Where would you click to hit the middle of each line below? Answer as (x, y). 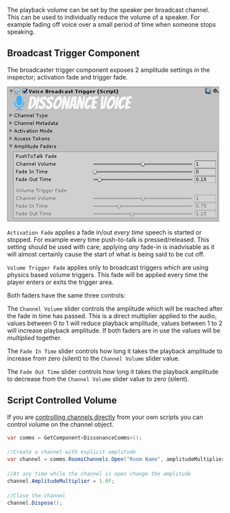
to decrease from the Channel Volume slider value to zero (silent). (98, 379)
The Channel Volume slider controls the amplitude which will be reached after (115, 309)
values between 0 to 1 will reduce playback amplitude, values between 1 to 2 (115, 323)
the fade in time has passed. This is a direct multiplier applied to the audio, (112, 315)
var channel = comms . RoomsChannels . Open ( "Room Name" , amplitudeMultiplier (116, 460)
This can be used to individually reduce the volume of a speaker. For (104, 17)
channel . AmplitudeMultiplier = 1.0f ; (61, 481)
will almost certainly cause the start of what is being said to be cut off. (106, 254)
